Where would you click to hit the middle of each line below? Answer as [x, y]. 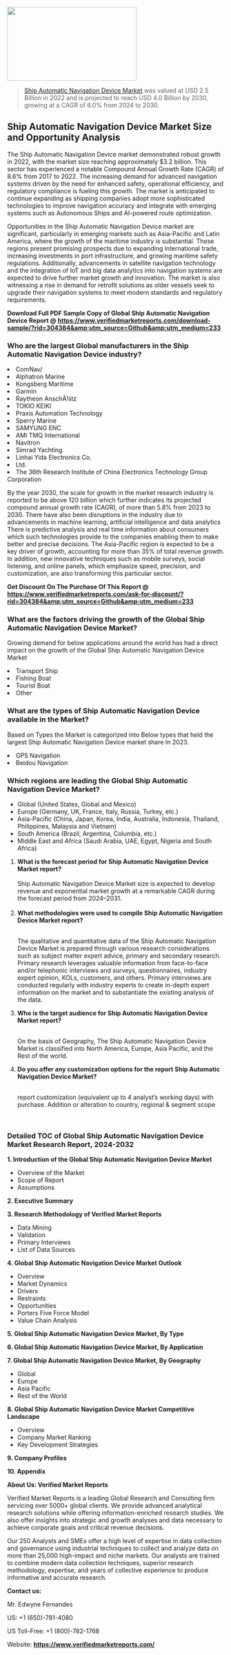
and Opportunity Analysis [64, 138]
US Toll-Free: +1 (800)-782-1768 [53, 1631]
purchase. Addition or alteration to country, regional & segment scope [116, 1104]
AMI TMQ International [48, 436]
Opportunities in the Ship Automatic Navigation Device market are [101, 226]
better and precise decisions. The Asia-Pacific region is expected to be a [111, 544]
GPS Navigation [38, 755]
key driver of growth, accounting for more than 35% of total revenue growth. [116, 552]
